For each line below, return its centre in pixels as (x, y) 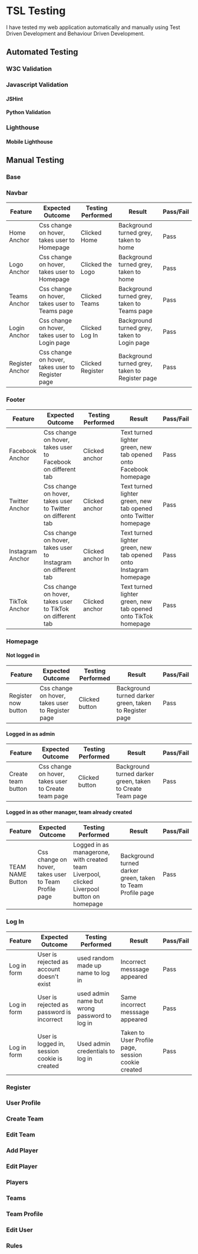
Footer (16, 400)
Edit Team (21, 1135)
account (49, 969)
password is (54, 1012)
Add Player (22, 1151)
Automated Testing (42, 52)
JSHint (15, 99)
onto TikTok (137, 616)
